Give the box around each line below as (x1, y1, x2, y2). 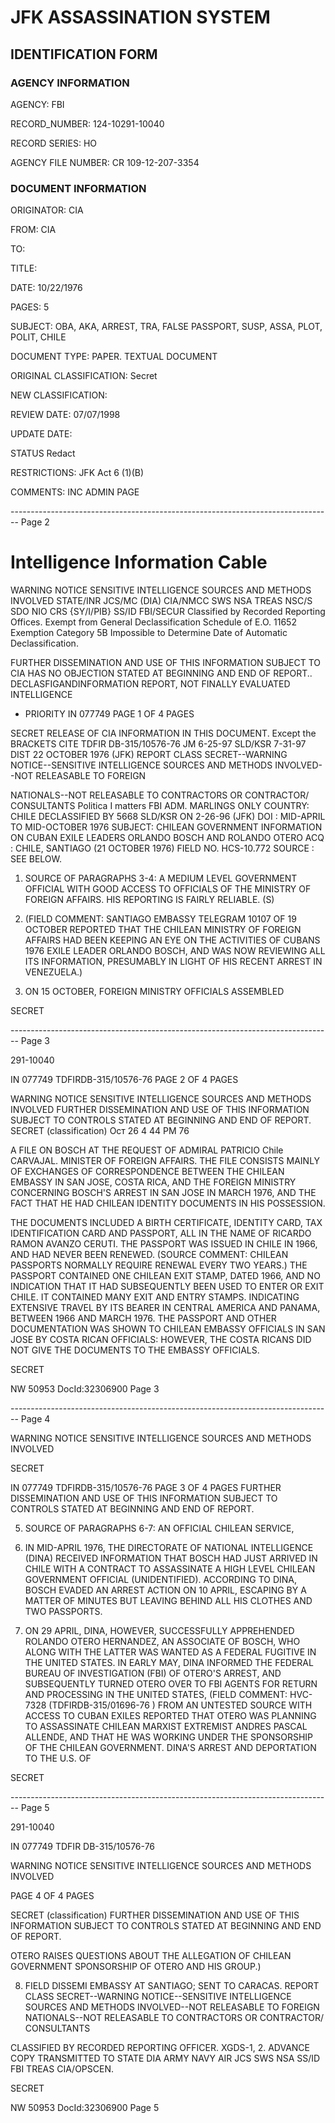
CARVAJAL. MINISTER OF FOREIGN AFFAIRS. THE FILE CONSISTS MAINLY (10, 1155, 321, 1167)
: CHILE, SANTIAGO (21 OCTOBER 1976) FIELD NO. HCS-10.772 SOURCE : (10, 842, 315, 855)
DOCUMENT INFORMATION (10, 181, 147, 195)
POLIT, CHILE (10, 331, 67, 343)
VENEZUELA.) (24, 966, 83, 978)
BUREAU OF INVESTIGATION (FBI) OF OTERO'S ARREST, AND (24, 1667, 282, 1680)
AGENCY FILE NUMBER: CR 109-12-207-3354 (10, 156, 200, 168)
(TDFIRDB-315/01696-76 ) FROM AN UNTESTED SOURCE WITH (48, 1699, 313, 1711)
